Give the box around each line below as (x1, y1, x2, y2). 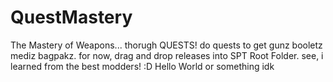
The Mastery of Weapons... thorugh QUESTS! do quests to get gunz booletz (10, 39, 323, 51)
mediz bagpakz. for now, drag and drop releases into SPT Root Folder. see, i (10, 49, 324, 61)
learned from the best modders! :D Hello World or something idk (10, 60, 275, 72)
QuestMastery (10, 6, 133, 29)
